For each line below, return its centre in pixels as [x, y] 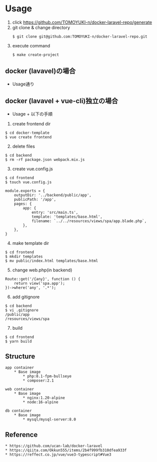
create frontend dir [31, 123]
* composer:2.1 [39, 381]
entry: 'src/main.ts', [55, 212]
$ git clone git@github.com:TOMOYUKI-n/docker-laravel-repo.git [80, 37]
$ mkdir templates [24, 256]
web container [20, 389]
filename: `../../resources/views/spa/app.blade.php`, [89, 221]
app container [20, 368]
